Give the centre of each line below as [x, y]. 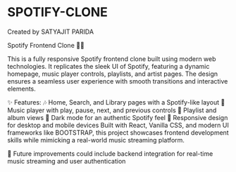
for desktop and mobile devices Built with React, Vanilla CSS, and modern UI [118, 125]
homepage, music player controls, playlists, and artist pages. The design [113, 74]
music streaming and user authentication [67, 161]
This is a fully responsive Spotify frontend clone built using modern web [112, 59]
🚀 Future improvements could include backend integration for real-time [110, 153]
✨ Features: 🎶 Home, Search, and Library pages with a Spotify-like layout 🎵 [116, 102]
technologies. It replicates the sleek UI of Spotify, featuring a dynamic [108, 66]
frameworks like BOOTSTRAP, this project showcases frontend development [118, 132]
